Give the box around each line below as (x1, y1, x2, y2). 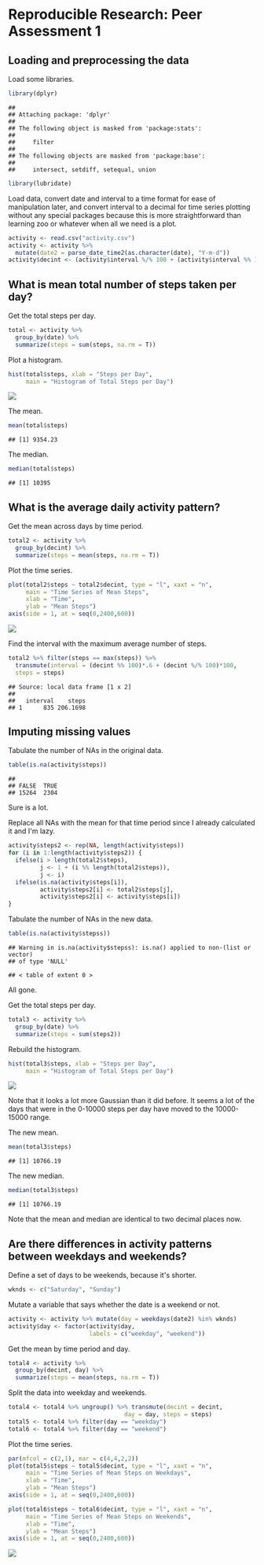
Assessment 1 (8, 22, 101, 40)
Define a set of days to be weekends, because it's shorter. (8, 1271, 197, 1279)
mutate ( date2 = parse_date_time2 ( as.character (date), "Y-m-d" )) (15, 249, 230, 257)
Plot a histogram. (8, 355, 63, 364)
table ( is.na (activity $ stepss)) (8, 930, 111, 938)
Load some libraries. (8, 75, 75, 83)
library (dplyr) (8, 90, 58, 98)
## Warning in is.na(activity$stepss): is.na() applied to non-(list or (8, 944, 251, 952)
